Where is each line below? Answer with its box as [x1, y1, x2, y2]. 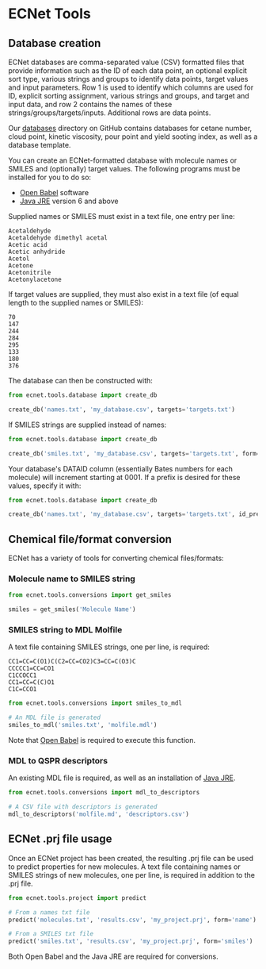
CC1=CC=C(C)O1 [8, 679, 55, 686]
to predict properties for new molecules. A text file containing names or [8, 862, 241, 871]
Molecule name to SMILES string [8, 573, 136, 584]
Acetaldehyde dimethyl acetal [8, 234, 108, 242]
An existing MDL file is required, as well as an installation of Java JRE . [8, 773, 236, 783]
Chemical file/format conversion [8, 533, 173, 546]
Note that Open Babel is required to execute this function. [8, 736, 196, 745]
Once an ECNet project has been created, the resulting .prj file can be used [8, 853, 253, 863]
